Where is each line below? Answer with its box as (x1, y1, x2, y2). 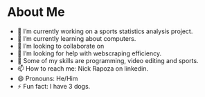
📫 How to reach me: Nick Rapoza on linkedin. (17, 64, 149, 73)
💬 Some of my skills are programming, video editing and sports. (17, 56, 199, 64)
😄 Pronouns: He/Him (17, 74, 78, 82)
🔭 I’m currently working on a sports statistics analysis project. (17, 27, 193, 35)
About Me (7, 4, 65, 20)
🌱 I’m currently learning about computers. (17, 34, 136, 42)
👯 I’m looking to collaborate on (17, 42, 105, 50)
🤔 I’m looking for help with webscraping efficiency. (17, 49, 162, 58)
